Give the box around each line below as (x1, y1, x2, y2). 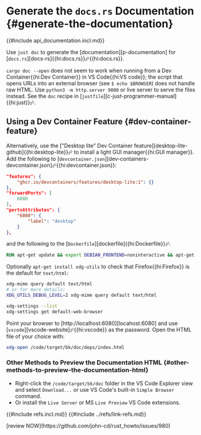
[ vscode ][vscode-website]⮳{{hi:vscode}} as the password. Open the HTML (6, 326, 192, 333)
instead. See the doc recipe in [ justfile (6, 92, 104, 100)
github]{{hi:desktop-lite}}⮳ (6, 148, 73, 156)
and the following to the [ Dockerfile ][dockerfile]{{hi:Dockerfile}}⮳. (6, 240, 172, 248)
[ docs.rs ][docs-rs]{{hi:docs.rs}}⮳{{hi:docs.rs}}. (6, 55, 125, 62)
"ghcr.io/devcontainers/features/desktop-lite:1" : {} (17, 179, 154, 185)
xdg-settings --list (6, 303, 58, 309)
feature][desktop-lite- (134, 142, 188, 149)
